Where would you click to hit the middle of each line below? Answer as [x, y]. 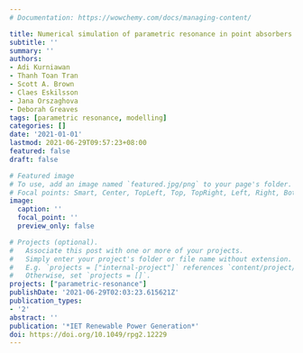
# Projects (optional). [54, 242]
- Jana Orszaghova [44, 101]
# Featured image [42, 176]
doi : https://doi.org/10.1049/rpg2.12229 [88, 334]
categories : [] [38, 126]
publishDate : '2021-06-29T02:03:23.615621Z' [94, 293]
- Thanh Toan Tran [44, 76]
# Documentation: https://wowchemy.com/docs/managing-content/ [131, 18]
